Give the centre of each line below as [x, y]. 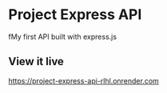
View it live [36, 62]
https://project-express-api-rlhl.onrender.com [84, 80]
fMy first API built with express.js [63, 37]
